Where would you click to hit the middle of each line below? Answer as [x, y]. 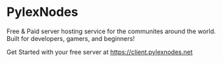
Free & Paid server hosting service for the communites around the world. [111, 31]
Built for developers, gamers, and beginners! [71, 38]
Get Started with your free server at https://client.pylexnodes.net [100, 52]
